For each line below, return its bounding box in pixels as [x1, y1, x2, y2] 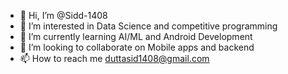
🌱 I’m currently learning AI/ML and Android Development [19, 31, 253, 42]
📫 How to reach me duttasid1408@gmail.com [19, 53, 210, 64]
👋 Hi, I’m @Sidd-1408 [19, 10, 108, 21]
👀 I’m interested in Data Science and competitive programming [19, 20, 278, 32]
